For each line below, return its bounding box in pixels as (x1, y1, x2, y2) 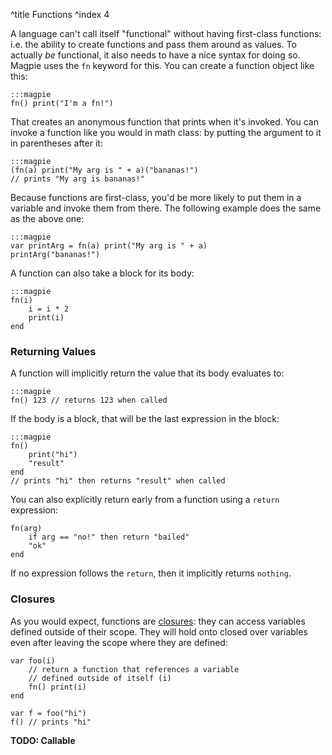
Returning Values (10, 344, 97, 358)
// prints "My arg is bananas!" (10, 174, 145, 184)
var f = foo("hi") (10, 708, 87, 718)
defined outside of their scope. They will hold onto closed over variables (10, 625, 308, 638)
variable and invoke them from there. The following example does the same (10, 202, 322, 214)
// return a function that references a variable (28, 664, 240, 674)
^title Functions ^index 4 (10, 9, 110, 20)
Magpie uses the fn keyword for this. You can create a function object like (10, 60, 315, 71)
